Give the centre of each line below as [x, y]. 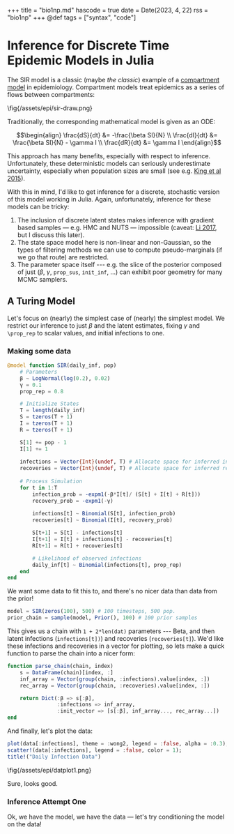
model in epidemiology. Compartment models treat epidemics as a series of [116, 87]
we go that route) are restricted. [63, 257]
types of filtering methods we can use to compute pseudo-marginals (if [120, 250]
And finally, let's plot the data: [50, 731]
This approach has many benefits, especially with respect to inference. [109, 156]
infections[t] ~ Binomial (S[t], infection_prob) [104, 514]
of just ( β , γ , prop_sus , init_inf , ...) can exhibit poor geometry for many [120, 272]
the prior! [21, 598]
